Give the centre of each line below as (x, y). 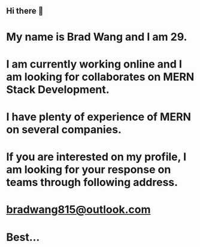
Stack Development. (58, 89)
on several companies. (64, 129)
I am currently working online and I (94, 64)
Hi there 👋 (25, 11)
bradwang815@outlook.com (78, 210)
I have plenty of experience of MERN (99, 117)
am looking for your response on (89, 170)
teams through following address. (92, 182)
